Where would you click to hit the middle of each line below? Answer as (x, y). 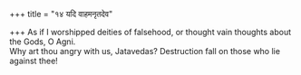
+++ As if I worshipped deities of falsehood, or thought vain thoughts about (150, 32)
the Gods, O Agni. (43, 42)
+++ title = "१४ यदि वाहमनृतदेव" (61, 14)
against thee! (34, 61)
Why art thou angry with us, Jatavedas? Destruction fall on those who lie (145, 51)
